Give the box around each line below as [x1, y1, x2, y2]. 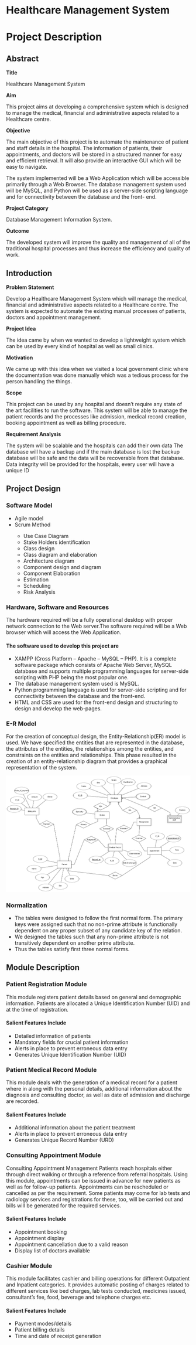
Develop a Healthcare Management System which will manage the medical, [6, 295, 188, 302]
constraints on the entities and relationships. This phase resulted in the [6, 751, 177, 759]
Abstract [6, 53, 39, 63]
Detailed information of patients [14, 1032, 91, 1039]
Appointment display [14, 1234, 65, 1241]
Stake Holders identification [23, 539, 91, 546]
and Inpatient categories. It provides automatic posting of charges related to [6, 1281, 190, 1288]
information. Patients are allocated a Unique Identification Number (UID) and [6, 1000, 190, 1007]
